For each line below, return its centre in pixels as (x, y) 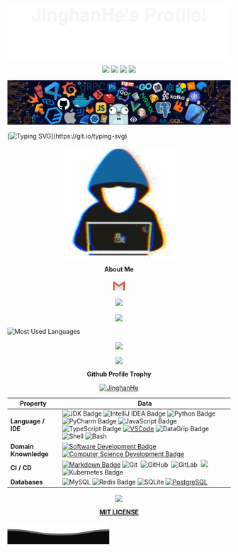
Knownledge (29, 454)
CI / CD (21, 468)
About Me (119, 269)
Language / (27, 421)
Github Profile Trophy (119, 374)
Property (34, 404)
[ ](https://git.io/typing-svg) (67, 136)
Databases (27, 482)
